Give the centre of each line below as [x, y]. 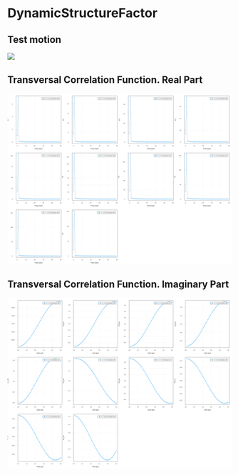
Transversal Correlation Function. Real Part [105, 80]
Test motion [35, 40]
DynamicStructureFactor [83, 13]
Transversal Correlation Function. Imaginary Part [118, 285]
